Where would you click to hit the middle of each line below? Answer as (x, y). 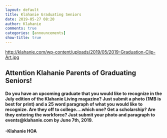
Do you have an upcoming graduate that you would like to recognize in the (84, 93)
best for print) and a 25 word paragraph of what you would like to (74, 104)
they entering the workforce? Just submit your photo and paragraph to (80, 114)
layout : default (22, 10)
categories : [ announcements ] (35, 33)
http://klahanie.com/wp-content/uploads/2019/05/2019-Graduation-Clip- (80, 52)
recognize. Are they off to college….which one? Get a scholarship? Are (80, 109)
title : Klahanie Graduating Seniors (43, 14)
